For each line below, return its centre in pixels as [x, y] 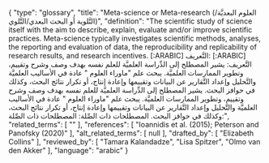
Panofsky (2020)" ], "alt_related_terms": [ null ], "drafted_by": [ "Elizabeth [131, 133]
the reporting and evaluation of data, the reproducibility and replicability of [133, 47]
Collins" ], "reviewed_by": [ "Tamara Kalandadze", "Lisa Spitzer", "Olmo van [134, 142]
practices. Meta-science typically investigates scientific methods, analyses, [135, 38]
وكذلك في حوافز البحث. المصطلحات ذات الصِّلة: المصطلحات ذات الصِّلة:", [119, 116]
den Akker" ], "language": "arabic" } [68, 150]
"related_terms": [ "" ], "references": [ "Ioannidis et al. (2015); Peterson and [134, 124]
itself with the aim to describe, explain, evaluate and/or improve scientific [130, 30]
